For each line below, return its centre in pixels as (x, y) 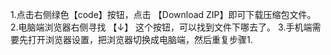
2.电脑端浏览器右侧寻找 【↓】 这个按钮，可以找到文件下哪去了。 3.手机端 (161, 27)
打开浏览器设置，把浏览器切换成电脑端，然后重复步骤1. (140, 39)
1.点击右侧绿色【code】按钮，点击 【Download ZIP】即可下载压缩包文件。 (163, 14)
